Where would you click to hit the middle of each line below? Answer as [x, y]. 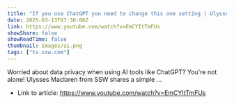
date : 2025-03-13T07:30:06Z [48, 20]
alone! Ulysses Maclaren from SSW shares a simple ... [85, 79]
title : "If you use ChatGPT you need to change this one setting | [107, 14]
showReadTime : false [37, 40]
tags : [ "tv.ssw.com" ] [39, 53]
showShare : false [32, 33]
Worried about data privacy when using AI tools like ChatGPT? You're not [112, 72]
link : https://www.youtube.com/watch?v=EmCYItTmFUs [84, 26]
